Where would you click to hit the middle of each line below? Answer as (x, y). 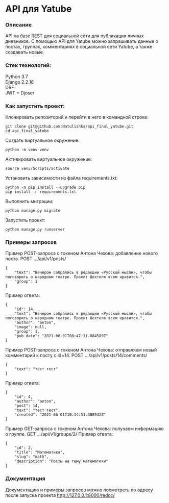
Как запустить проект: (35, 106)
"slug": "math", (32, 457)
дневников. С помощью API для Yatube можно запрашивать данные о (82, 41)
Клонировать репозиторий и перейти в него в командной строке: (77, 117)
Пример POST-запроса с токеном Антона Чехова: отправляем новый (81, 350)
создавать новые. (25, 52)
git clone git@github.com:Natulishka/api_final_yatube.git (69, 127)
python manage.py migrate (33, 211)
